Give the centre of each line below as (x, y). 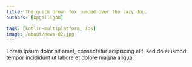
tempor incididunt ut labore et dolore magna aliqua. (70, 57)
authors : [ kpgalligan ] (35, 18)
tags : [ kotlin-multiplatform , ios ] (51, 28)
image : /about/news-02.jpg (40, 34)
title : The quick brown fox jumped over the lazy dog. (77, 12)
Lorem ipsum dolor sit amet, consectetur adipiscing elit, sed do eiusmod (96, 51)
